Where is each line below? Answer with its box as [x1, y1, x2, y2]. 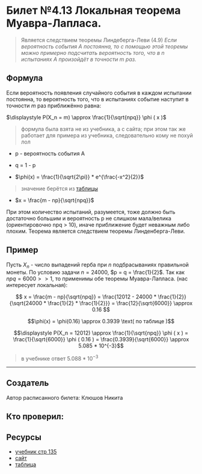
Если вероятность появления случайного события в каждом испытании [6, 89, 192, 96]
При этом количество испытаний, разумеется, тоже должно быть [6, 208, 176, 215]
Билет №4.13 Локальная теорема [6, 4, 181, 17]
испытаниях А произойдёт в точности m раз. [20, 55, 136, 63]
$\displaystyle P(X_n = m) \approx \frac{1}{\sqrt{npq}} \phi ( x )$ [6, 113, 167, 121]
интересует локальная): [6, 282, 68, 289]
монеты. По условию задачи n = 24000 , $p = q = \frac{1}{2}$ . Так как [6, 269, 185, 276]
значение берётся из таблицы [20, 185, 98, 192]
